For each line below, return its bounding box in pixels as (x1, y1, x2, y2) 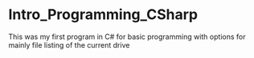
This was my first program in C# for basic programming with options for (8, 32, 246, 41)
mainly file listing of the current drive (8, 40, 130, 49)
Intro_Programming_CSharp (8, 6, 199, 24)
